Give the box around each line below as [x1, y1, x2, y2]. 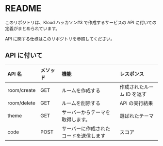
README [5, 3, 42, 14]
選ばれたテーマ [119, 112, 154, 119]
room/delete [7, 100, 35, 106]
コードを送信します [61, 132, 106, 139]
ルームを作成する [61, 87, 101, 94]
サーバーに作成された [61, 125, 111, 132]
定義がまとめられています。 [5, 25, 60, 31]
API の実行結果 [119, 100, 153, 106]
